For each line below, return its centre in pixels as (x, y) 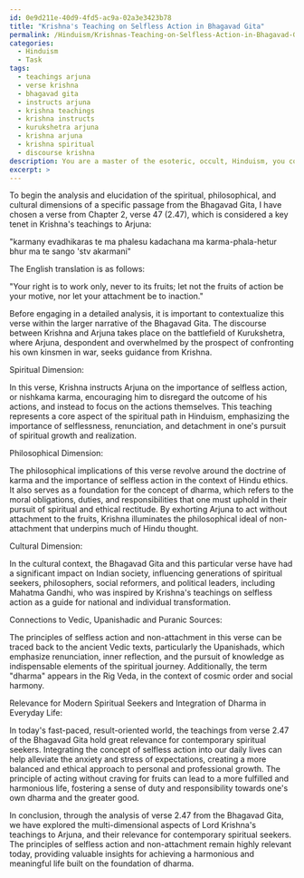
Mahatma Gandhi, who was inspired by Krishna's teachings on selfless (141, 593)
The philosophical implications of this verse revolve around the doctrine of (148, 471)
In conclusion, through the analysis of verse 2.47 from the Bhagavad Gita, (147, 815)
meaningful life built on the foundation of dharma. (102, 863)
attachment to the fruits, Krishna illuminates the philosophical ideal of (138, 519)
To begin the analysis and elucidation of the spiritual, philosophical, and (143, 195)
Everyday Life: (36, 713)
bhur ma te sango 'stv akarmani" (70, 251)
